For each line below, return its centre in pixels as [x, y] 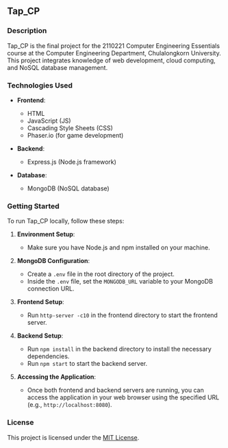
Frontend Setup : [40, 302]
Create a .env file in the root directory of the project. [101, 274]
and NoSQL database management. [58, 67]
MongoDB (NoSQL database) [68, 188]
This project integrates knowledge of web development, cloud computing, [111, 60]
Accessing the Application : [56, 377]
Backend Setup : [40, 336]
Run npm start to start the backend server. [87, 364]
